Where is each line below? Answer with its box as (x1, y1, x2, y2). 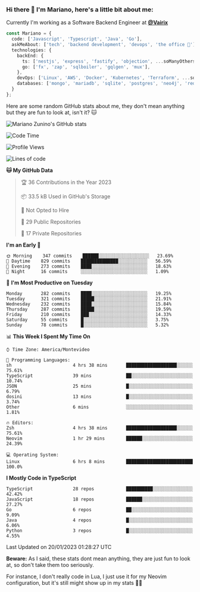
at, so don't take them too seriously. (6, 561, 94, 568)
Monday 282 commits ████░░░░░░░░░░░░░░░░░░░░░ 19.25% (6, 290, 171, 296)
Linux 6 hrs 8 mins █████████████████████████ (6, 458, 193, 465)
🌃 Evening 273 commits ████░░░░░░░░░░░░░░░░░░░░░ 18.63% (6, 263, 171, 269)
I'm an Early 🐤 (6, 241, 41, 249)
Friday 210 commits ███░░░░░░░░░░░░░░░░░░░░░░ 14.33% (6, 311, 171, 317)
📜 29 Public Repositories (20, 218, 82, 225)
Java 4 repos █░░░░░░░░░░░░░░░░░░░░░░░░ (6, 517, 193, 523)
